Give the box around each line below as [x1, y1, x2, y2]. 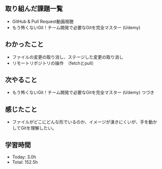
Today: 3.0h [12, 154, 37, 160]
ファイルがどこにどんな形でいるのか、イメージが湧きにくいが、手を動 [12, 119, 153, 125]
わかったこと [5, 40, 44, 49]
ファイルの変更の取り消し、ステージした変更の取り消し [12, 54, 123, 60]
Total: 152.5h [12, 159, 38, 165]
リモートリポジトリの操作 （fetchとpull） [12, 60, 97, 66]
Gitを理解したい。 [20, 125, 57, 131]
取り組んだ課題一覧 [5, 4, 63, 13]
